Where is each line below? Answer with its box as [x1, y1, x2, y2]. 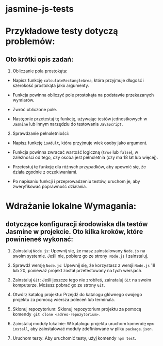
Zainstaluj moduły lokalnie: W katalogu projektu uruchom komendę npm [12, 321, 154, 327]
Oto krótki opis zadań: [5, 55, 74, 64]
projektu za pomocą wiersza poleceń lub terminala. [12, 297, 115, 303]
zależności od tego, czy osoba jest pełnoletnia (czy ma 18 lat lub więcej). [12, 154, 158, 161]
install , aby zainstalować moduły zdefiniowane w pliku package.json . [12, 326, 153, 332]
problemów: [5, 36, 55, 47]
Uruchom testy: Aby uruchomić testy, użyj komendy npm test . [12, 335, 136, 341]
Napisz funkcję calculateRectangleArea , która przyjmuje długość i [12, 78, 145, 83]
